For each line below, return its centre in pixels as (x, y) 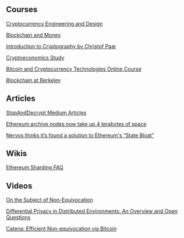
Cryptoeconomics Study (35, 57)
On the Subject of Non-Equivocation (49, 200)
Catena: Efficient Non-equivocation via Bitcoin (61, 229)
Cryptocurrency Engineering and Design (54, 23)
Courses (22, 10)
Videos (19, 186)
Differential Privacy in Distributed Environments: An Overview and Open (92, 211)
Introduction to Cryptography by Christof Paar (61, 46)
